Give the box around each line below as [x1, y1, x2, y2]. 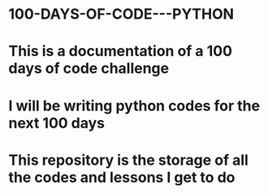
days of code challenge [8, 59, 169, 78]
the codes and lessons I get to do [8, 168, 236, 187]
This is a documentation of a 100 [8, 42, 233, 61]
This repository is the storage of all [8, 151, 249, 169]
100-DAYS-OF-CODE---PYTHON [8, 5, 234, 24]
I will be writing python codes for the [8, 97, 261, 114]
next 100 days [8, 114, 106, 132]
